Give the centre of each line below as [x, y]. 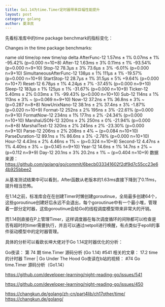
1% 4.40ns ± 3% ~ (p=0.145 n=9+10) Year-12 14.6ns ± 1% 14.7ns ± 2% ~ [79, 147]
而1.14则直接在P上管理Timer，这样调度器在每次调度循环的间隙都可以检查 [79, 219]
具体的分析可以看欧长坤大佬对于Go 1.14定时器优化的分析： [64, 242]
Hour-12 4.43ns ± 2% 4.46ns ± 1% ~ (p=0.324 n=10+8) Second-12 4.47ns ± [82, 142]
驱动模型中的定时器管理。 [35, 231]
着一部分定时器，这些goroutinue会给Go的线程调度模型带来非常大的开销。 [80, 209]
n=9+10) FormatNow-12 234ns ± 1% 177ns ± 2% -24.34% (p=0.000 [74, 115]
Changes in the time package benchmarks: [49, 48]
